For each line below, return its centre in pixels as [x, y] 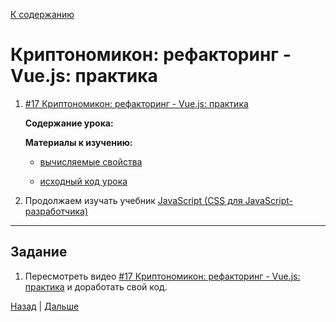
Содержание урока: [69, 123]
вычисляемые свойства [91, 161]
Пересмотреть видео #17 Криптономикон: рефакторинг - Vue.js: [162, 276]
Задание [39, 252]
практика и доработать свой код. [96, 286]
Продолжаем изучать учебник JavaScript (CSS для [133, 200]
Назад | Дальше [45, 306]
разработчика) [56, 211]
